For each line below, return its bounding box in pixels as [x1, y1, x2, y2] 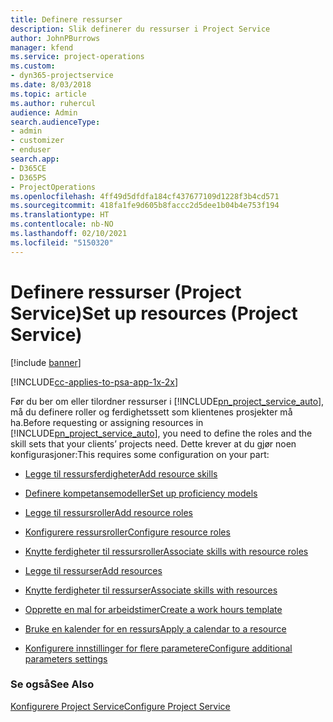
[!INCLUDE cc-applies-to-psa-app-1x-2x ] [10, 376, 179, 388]
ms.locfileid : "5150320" [10, 237, 114, 248]
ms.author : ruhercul [10, 98, 97, 108]
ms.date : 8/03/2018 [10, 80, 92, 90]
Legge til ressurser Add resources [24, 564, 163, 576]
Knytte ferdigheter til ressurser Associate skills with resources [24, 584, 278, 596]
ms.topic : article [10, 89, 87, 99]
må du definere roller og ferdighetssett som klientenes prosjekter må [10, 406, 293, 418]
